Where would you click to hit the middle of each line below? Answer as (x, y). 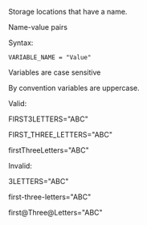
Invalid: (20, 166)
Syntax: (21, 43)
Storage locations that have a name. (68, 12)
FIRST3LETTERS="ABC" (48, 119)
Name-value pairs (38, 27)
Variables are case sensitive (55, 72)
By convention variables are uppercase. (74, 88)
